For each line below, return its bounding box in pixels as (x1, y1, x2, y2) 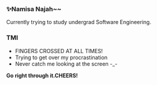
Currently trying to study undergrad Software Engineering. (6, 19, 152, 26)
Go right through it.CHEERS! (6, 72, 78, 79)
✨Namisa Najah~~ (6, 5, 62, 13)
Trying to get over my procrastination (14, 54, 107, 61)
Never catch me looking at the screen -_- (14, 60, 118, 68)
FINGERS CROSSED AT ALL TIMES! (14, 47, 103, 54)
